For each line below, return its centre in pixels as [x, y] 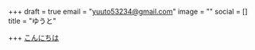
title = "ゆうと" [33, 21]
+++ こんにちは [34, 38]
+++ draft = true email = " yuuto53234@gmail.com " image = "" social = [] [128, 12]
